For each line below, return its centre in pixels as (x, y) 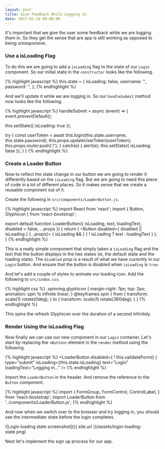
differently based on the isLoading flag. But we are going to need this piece (81, 179)
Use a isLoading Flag (30, 56)
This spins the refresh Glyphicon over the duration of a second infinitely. (78, 314)
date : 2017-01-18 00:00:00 (33, 19)
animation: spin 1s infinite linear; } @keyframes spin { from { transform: (77, 294)
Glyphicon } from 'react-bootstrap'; (41, 214)
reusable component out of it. (35, 190)
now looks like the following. (34, 101)
